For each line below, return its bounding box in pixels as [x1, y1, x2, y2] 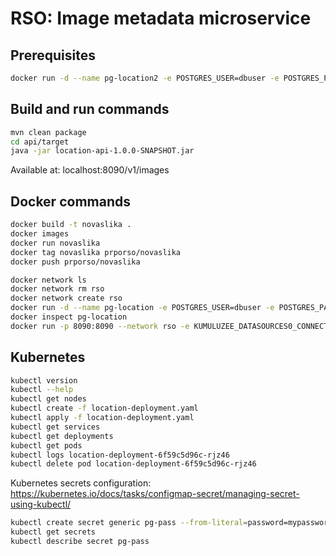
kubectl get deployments [10, 431, 114, 441]
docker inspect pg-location [10, 312, 128, 322]
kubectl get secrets [10, 527, 97, 537]
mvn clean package [10, 127, 87, 137]
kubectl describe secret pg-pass [10, 537, 150, 547]
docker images [10, 229, 70, 239]
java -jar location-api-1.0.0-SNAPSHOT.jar [10, 146, 195, 156]
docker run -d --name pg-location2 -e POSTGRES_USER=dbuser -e [10, 73, 280, 83]
